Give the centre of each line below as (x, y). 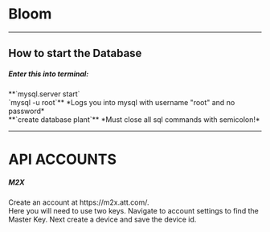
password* (27, 111)
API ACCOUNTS (62, 159)
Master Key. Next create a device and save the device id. (102, 220)
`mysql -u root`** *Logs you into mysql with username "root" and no (122, 103)
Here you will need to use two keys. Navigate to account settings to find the (133, 211)
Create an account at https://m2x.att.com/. (79, 202)
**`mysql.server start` (44, 94)
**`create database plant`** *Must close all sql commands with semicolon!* (134, 120)
